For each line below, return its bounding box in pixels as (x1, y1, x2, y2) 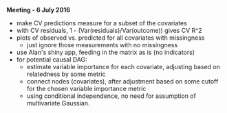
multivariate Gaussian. (26, 99, 90, 107)
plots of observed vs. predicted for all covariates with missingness (16, 34, 205, 42)
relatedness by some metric (26, 70, 106, 78)
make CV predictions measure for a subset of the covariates (16, 19, 187, 27)
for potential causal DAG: (16, 55, 87, 64)
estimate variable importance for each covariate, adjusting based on (26, 63, 221, 71)
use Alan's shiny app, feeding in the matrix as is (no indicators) (16, 48, 195, 56)
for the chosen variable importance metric (26, 85, 147, 92)
